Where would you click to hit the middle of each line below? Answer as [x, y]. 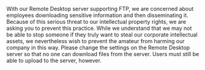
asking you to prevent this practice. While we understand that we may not [99, 28]
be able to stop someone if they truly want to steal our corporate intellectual [102, 35]
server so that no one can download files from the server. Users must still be [103, 54]
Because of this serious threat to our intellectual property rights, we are [96, 22]
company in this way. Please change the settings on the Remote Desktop [98, 47]
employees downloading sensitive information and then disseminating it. [97, 15]
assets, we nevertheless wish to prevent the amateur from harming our [95, 41]
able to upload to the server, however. [54, 61]
